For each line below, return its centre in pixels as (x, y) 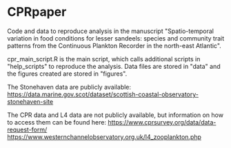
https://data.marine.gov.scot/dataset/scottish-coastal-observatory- (103, 94)
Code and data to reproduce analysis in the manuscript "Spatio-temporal (110, 31)
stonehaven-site (30, 101)
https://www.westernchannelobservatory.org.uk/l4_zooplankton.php (104, 137)
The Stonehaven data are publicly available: (69, 87)
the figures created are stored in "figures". (67, 74)
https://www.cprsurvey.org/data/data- (162, 122)
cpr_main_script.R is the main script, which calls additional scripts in (104, 59)
